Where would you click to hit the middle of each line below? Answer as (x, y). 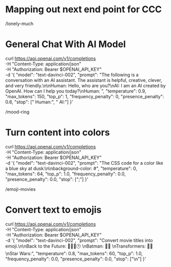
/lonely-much (19, 24)
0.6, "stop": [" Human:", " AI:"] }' (39, 102)
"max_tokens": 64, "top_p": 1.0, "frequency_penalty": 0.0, (66, 174)
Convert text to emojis (54, 210)
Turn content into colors (58, 133)
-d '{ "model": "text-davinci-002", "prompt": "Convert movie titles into (79, 240)
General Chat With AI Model (66, 44)
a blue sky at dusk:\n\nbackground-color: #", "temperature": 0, (71, 168)
